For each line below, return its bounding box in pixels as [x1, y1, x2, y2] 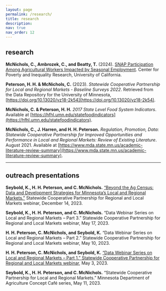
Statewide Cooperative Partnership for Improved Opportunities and [5, 131, 142, 138]
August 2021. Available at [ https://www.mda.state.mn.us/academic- [5, 142, 143, 148]
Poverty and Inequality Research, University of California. [5, 72, 122, 78]
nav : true [5, 26, 26, 30]
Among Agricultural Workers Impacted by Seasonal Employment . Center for [5, 66, 159, 72]
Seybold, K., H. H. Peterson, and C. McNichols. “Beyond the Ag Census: [5, 184, 154, 190]
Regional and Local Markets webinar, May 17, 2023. [5, 220, 110, 226]
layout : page [5, 7, 33, 12]
